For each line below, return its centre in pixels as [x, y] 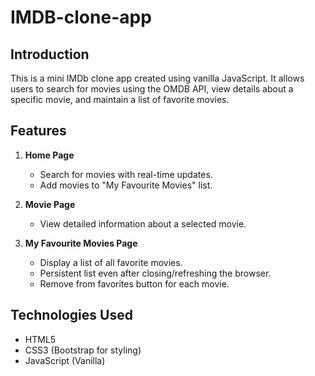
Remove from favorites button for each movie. [134, 283]
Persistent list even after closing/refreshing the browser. [155, 273]
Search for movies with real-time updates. [126, 174]
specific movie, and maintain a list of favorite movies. [120, 99]
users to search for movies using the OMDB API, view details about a [152, 89]
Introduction [50, 54]
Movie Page [50, 204]
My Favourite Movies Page [81, 243]
